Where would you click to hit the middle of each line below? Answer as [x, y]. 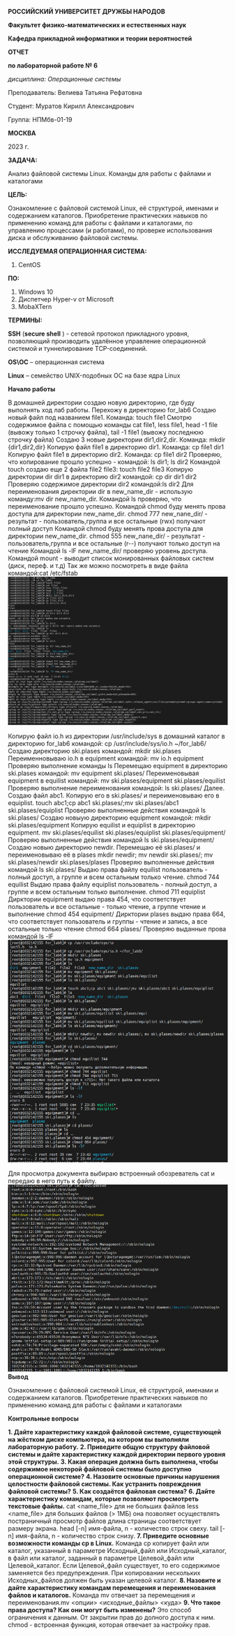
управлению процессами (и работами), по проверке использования [110, 230]
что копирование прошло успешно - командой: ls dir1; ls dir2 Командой [114, 462]
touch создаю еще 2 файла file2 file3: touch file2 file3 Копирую [101, 469]
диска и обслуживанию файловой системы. [73, 238]
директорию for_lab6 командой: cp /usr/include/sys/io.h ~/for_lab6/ [107, 743]
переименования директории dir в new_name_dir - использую [100, 491]
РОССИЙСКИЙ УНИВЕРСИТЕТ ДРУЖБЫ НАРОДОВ [87, 12]
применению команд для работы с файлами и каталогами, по [100, 223]
